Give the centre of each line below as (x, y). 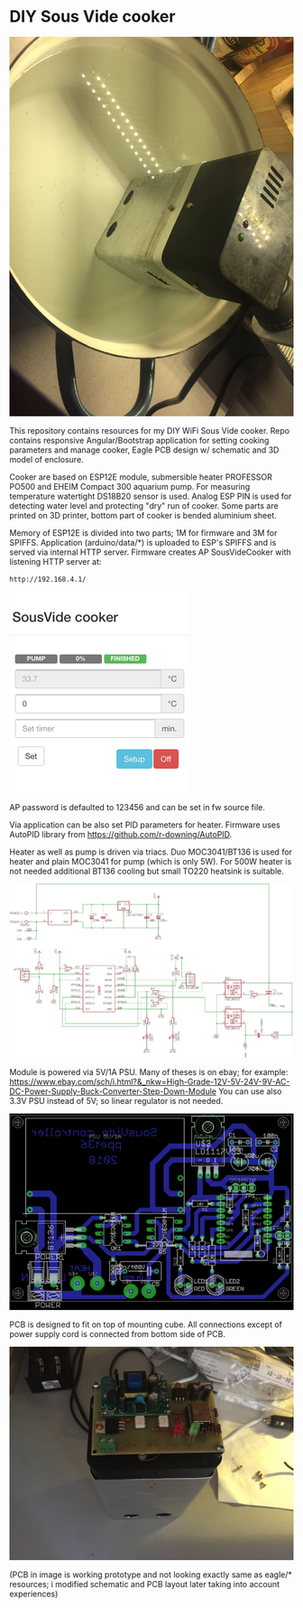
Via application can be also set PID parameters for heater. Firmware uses (145, 825)
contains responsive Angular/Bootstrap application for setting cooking (139, 440)
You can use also (250, 1091)
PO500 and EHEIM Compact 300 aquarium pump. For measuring (130, 486)
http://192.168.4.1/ (48, 579)
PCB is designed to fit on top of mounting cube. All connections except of (146, 1324)
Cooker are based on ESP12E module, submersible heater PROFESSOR (141, 477)
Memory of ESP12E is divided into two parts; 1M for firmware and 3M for (143, 533)
